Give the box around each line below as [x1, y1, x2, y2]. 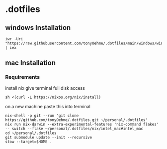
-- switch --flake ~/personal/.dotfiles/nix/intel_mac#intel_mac [5, 126, 143, 131]
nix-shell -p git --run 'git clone [5, 113, 79, 118]
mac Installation [5, 59, 56, 67]
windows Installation [5, 23, 71, 32]
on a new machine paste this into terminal [5, 103, 90, 109]
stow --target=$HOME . [5, 139, 52, 144]
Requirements [5, 74, 40, 81]
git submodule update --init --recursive [5, 135, 92, 140]
